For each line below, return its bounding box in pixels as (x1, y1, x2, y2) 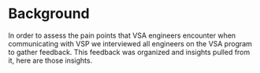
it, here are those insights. (8, 56, 93, 65)
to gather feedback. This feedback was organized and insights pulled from (8, 47, 251, 57)
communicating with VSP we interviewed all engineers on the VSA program (8, 38, 252, 48)
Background (8, 5, 90, 23)
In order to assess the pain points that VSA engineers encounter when (8, 31, 236, 40)
